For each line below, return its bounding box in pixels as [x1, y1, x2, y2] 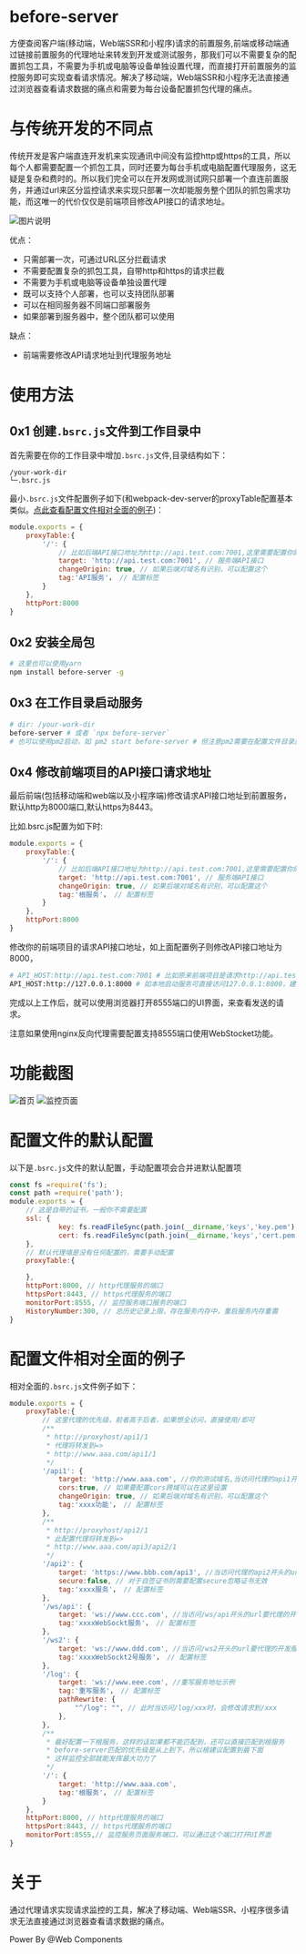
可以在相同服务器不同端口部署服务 [22, 299, 151, 310]
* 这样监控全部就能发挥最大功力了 [46, 1755, 157, 1764]
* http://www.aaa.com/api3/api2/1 [46, 1542, 178, 1552]
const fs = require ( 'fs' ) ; [9, 1180, 107, 1189]
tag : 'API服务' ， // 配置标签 [57, 574, 159, 583]
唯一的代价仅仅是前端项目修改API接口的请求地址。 [40, 196, 230, 207]
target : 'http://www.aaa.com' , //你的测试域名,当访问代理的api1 [57, 1475, 291, 1484]
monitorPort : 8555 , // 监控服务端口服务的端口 [25, 1298, 187, 1308]
